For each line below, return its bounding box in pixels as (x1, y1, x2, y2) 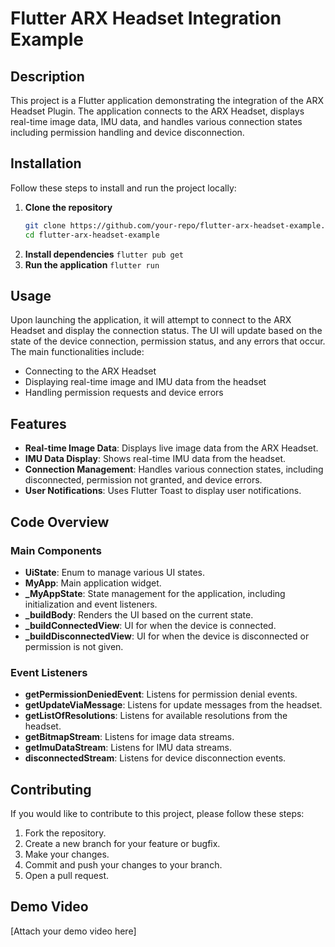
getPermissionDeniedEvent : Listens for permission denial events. (24, 688, 298, 701)
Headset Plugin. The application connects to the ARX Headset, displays (10, 105, 305, 117)
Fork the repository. (24, 827, 107, 839)
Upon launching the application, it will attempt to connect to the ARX (10, 314, 292, 326)
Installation (10, 155, 82, 172)
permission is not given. (24, 640, 124, 652)
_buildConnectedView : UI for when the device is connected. (24, 619, 277, 631)
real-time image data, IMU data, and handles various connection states (10, 116, 303, 127)
